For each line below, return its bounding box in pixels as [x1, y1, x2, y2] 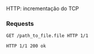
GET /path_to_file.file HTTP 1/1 [6, 33, 89, 39]
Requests [6, 19, 34, 28]
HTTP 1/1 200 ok [6, 43, 46, 49]
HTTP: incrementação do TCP [6, 5, 79, 12]
